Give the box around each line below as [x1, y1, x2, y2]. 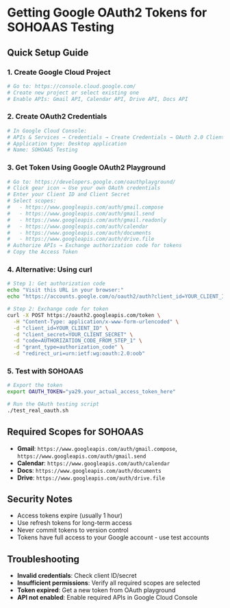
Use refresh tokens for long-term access [16, 519, 132, 527]
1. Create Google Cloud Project [7, 67, 111, 77]
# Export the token [7, 382, 63, 389]
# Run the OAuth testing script [7, 401, 99, 408]
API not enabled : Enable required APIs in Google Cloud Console [16, 594, 198, 602]
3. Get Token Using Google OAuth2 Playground [7, 163, 166, 172]
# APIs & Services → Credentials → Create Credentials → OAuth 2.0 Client [7, 134, 225, 141]
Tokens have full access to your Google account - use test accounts [16, 533, 209, 541]
